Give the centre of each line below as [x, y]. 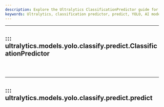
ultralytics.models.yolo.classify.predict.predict [79, 98]
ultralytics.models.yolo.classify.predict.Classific [81, 46]
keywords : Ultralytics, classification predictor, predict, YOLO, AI [77, 14]
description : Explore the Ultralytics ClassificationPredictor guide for [82, 9]
